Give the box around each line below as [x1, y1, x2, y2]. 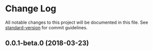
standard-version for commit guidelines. [5, 24, 88, 30]
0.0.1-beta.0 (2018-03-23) [5, 39, 89, 48]
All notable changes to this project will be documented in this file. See [5, 19, 149, 25]
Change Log [5, 3, 56, 14]
